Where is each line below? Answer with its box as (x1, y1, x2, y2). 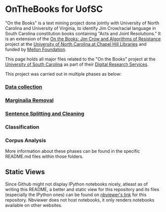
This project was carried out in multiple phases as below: (5, 71, 122, 77)
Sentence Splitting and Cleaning (5, 110, 85, 117)
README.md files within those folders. (5, 153, 84, 159)
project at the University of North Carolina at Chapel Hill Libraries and (5, 41, 147, 47)
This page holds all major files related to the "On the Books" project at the (5, 56, 156, 62)
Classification (5, 123, 40, 130)
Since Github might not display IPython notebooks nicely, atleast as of (5, 181, 148, 187)
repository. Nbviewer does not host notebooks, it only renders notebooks (5, 197, 155, 203)
